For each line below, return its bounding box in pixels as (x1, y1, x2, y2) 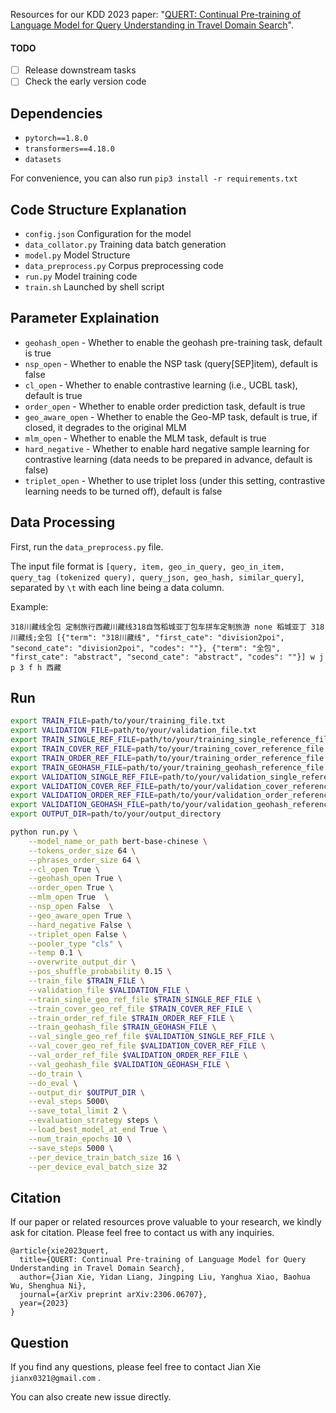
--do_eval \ (28, 1078, 78, 1088)
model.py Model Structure (24, 249, 131, 261)
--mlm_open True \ (28, 892, 110, 903)
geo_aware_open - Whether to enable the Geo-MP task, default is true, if (24, 410, 318, 423)
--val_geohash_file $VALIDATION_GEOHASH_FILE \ (28, 1059, 230, 1069)
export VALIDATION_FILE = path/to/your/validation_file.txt (10, 725, 257, 736)
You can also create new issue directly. (10, 1391, 172, 1403)
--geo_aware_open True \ (28, 910, 132, 921)
